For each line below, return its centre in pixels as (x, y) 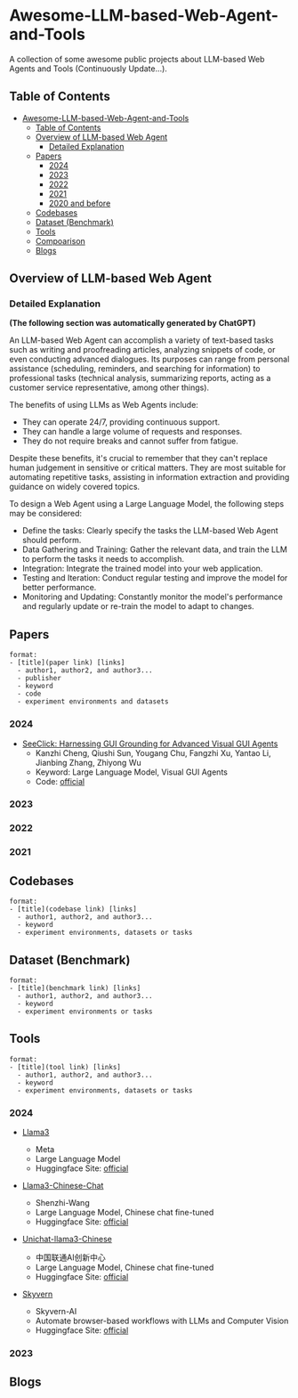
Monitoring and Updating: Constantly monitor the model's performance (152, 597)
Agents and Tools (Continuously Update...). (88, 69)
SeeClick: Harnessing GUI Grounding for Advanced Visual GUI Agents (150, 744)
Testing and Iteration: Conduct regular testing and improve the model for (155, 578)
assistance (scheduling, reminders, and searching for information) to (135, 369)
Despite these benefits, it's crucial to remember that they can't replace (139, 459)
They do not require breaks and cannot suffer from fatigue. (130, 441)
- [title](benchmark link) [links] (75, 988)
